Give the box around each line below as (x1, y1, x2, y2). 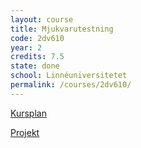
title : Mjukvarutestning (10, 24, 114, 34)
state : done (10, 61, 60, 71)
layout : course (10, 14, 74, 25)
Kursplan (10, 107, 47, 119)
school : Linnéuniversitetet (10, 71, 128, 81)
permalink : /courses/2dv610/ (10, 80, 132, 90)
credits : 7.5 (10, 52, 65, 62)
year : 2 (10, 42, 43, 53)
